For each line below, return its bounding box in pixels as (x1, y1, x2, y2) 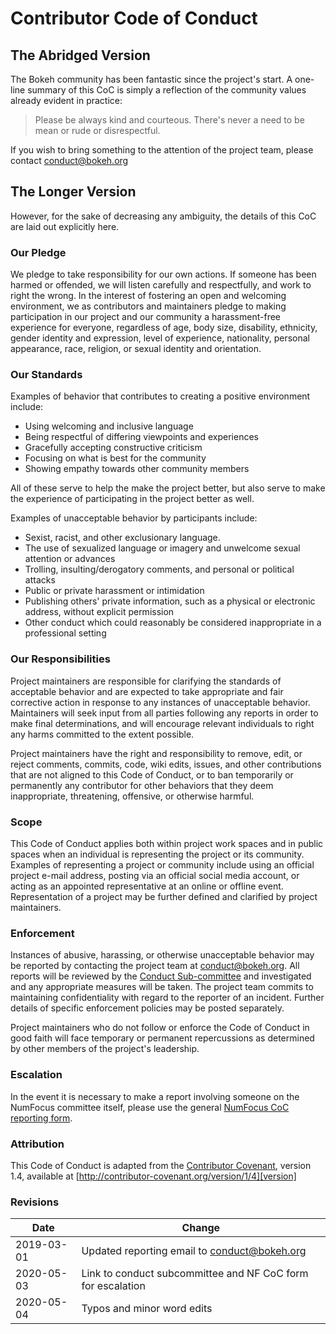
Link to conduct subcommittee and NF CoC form (81, 1267, 309, 1281)
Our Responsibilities (10, 652, 111, 666)
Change (181, 1221, 221, 1235)
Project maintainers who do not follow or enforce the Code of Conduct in (10, 1022, 310, 1034)
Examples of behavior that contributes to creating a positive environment (10, 390, 311, 402)
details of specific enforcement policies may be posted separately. (10, 1002, 285, 1014)
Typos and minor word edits (81, 1302, 213, 1316)
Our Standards (10, 368, 83, 382)
